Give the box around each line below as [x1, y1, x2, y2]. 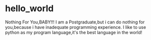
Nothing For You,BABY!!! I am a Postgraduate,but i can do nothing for [5, 19, 145, 25]
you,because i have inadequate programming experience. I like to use [5, 24, 146, 30]
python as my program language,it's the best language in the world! [5, 29, 143, 35]
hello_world [5, 3, 54, 14]
